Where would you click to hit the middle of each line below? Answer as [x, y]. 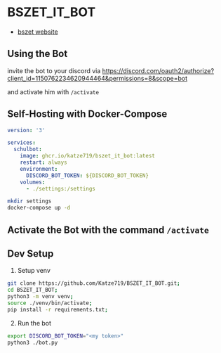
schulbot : [28, 149]
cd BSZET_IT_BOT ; [33, 290]
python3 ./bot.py [33, 342]
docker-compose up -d [39, 208]
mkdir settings [29, 201]
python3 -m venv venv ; [40, 297]
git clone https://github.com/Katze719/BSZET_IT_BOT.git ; [94, 283]
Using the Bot [38, 54]
